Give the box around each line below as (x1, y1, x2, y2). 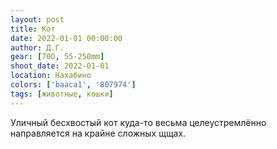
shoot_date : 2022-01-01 (10, 61, 110, 71)
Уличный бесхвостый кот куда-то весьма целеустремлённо (10, 116, 267, 128)
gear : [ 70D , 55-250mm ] (10, 52, 105, 62)
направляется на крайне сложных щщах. (10, 127, 187, 139)
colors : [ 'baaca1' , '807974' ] (10, 80, 137, 90)
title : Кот (10, 24, 56, 34)
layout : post (10, 14, 65, 25)
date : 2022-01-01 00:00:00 (10, 33, 123, 43)
